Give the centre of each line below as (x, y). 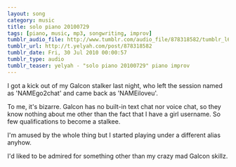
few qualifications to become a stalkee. (64, 121)
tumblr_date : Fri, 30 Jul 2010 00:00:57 (67, 53)
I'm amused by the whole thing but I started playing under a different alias (114, 135)
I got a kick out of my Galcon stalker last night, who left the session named (115, 85)
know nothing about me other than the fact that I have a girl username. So (114, 114)
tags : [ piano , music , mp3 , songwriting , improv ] (80, 33)
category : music (31, 20)
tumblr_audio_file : (36, 40)
